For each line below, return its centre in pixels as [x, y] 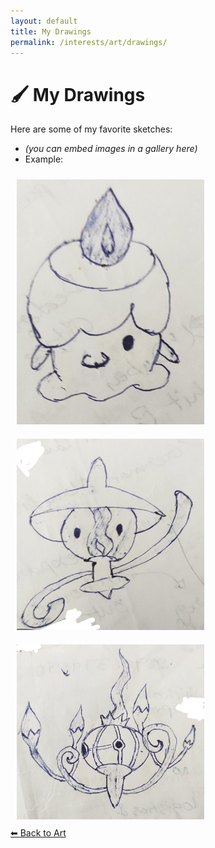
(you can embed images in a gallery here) [111, 149]
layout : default [44, 21]
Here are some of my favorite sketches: [91, 129]
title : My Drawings [51, 31]
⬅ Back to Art [38, 833]
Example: [44, 159]
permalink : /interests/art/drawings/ [89, 42]
